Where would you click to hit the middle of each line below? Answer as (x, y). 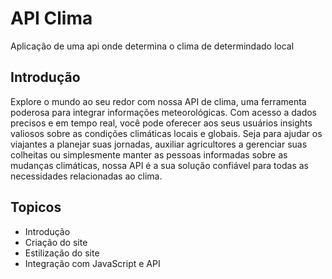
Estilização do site (62, 253)
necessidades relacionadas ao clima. (86, 176)
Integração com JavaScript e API (92, 263)
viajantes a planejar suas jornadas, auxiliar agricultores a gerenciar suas (159, 144)
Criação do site (56, 242)
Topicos (36, 207)
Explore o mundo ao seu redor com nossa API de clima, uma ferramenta (158, 101)
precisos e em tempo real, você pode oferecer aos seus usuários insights (161, 123)
